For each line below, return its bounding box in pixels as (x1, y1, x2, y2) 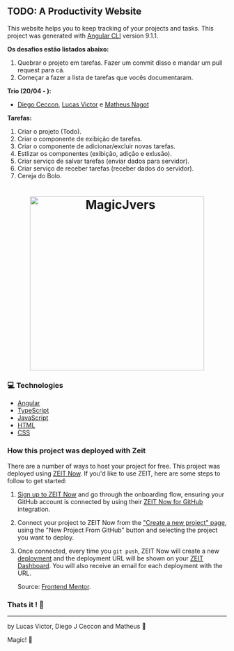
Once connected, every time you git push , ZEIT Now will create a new (17, 547, 219, 555)
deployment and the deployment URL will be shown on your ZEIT (17, 554, 204, 563)
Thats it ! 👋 (7, 599, 44, 609)
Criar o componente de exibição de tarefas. (17, 134, 143, 143)
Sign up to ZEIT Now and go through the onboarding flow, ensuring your (17, 490, 225, 499)
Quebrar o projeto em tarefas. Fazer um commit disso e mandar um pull (17, 58, 223, 67)
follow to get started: (7, 476, 68, 485)
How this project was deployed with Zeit (7, 446, 146, 455)
